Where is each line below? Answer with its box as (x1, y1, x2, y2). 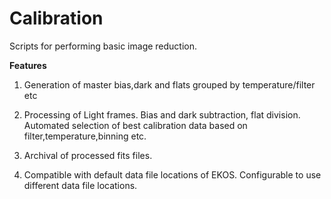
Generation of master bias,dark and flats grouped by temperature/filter (23, 78, 316, 91)
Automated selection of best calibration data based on (23, 119, 248, 131)
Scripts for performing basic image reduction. (9, 40, 198, 52)
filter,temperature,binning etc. (23, 130, 147, 142)
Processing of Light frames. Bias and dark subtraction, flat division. (23, 108, 301, 121)
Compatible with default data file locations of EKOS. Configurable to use (23, 168, 322, 181)
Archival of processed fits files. (23, 149, 153, 161)
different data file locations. (23, 179, 138, 191)
